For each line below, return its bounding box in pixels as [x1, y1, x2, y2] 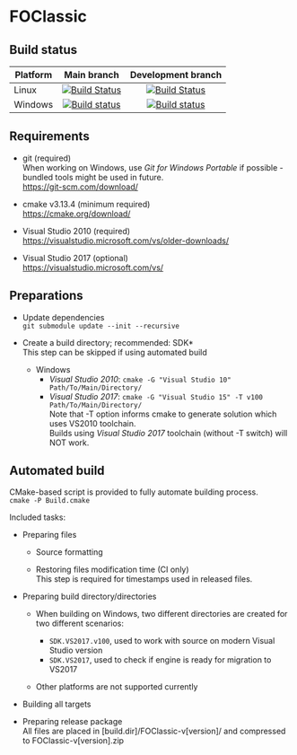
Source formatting [35, 547, 103, 557]
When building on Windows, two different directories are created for [35, 609, 288, 619]
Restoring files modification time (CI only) [35, 564, 190, 575]
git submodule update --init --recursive [22, 321, 179, 330]
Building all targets [22, 698, 92, 710]
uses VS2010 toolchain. [48, 417, 136, 428]
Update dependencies [22, 312, 105, 322]
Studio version [48, 645, 103, 656]
